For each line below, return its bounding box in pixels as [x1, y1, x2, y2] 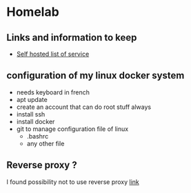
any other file [26, 139, 65, 148]
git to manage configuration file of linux [16, 125, 129, 133]
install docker [16, 117, 55, 125]
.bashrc [26, 132, 49, 140]
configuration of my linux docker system [6, 70, 185, 81]
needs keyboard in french [16, 88, 90, 96]
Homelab [6, 4, 59, 20]
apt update [16, 95, 48, 103]
